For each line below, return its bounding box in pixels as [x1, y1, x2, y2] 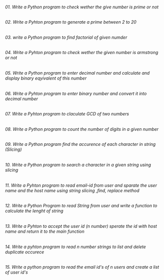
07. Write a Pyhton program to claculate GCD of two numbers [5, 111, 129, 117]
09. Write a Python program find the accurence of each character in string [5, 141, 156, 147]
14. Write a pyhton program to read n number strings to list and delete [5, 244, 146, 250]
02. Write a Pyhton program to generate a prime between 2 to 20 [5, 19, 137, 25]
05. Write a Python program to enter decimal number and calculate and [5, 70, 150, 76]
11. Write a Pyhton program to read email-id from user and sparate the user [5, 182, 157, 188]
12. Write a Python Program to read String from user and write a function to [5, 203, 158, 209]
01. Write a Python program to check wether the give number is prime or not [5, 4, 159, 10]
